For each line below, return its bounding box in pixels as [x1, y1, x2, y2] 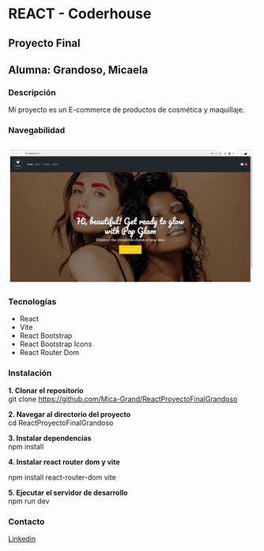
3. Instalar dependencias [8, 433, 92, 442]
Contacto [8, 516, 45, 527]
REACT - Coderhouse [8, 5, 152, 23]
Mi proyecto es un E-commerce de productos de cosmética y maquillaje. [8, 105, 245, 115]
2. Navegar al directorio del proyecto [8, 409, 131, 419]
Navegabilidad [8, 124, 66, 136]
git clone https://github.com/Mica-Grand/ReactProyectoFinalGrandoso [8, 394, 238, 404]
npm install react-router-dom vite [8, 473, 116, 482]
